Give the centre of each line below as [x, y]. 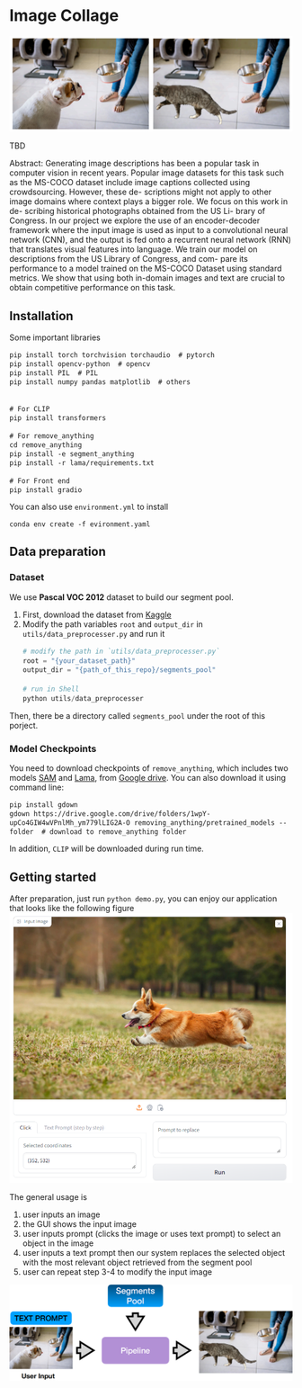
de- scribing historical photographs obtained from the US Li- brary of [138, 211]
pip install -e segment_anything [72, 454]
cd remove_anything [46, 445]
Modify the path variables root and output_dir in [113, 624]
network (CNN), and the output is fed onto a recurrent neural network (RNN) [151, 240]
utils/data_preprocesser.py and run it [93, 633]
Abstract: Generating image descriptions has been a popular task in [134, 164]
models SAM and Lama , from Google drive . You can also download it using [147, 778]
